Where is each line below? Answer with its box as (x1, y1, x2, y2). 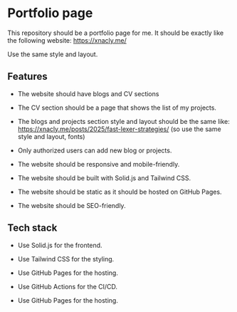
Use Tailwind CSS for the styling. (17, 254, 115, 263)
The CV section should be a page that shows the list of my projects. (17, 103, 217, 112)
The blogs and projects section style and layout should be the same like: (17, 117, 230, 125)
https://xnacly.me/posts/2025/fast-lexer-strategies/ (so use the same (17, 125, 222, 133)
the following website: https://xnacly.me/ (7, 36, 127, 44)
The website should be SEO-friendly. (17, 201, 126, 209)
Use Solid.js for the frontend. (17, 241, 102, 249)
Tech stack (7, 222, 58, 234)
